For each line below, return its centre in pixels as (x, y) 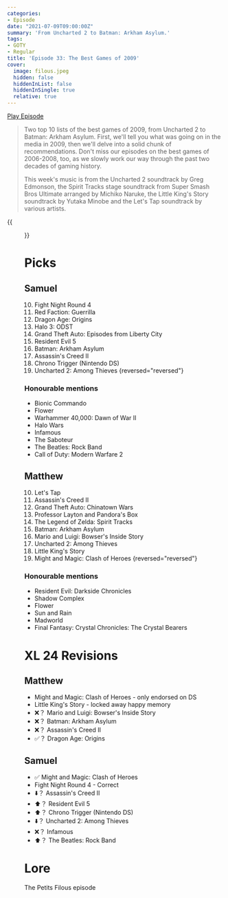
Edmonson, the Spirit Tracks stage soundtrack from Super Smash (117, 187)
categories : (24, 13)
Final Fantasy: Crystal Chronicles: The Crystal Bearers (111, 628)
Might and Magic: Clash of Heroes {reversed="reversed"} (116, 558)
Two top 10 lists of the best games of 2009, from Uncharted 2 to (115, 129)
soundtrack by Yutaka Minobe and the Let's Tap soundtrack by (113, 201)
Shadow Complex (59, 598)
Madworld (48, 620)
